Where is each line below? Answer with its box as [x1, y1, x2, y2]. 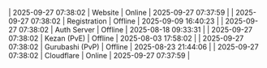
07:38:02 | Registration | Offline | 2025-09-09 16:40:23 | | [30, 16, 224, 26]
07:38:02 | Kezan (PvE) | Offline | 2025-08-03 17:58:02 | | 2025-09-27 [8, 33, 244, 43]
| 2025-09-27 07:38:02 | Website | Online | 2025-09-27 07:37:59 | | [8, 8, 234, 17]
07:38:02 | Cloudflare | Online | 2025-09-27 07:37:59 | [8, 51, 191, 60]
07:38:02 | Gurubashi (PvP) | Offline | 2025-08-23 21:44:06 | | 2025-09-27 [8, 42, 259, 52]
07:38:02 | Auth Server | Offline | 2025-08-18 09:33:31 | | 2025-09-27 [19, 25, 253, 34]
